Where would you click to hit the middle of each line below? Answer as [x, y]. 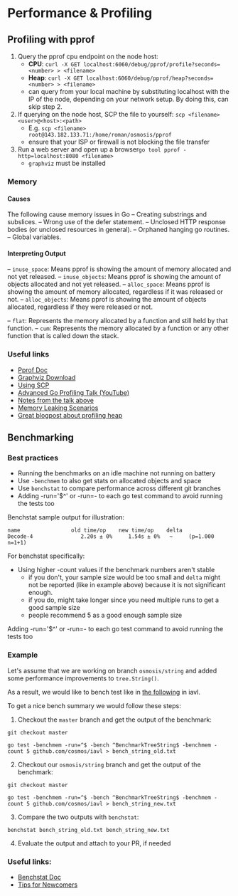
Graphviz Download [47, 377]
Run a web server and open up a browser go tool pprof [99, 149]
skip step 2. [45, 107]
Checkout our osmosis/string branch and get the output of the [109, 764]
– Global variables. [34, 237]
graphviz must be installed [67, 163]
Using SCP [33, 385]
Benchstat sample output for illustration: [66, 517]
